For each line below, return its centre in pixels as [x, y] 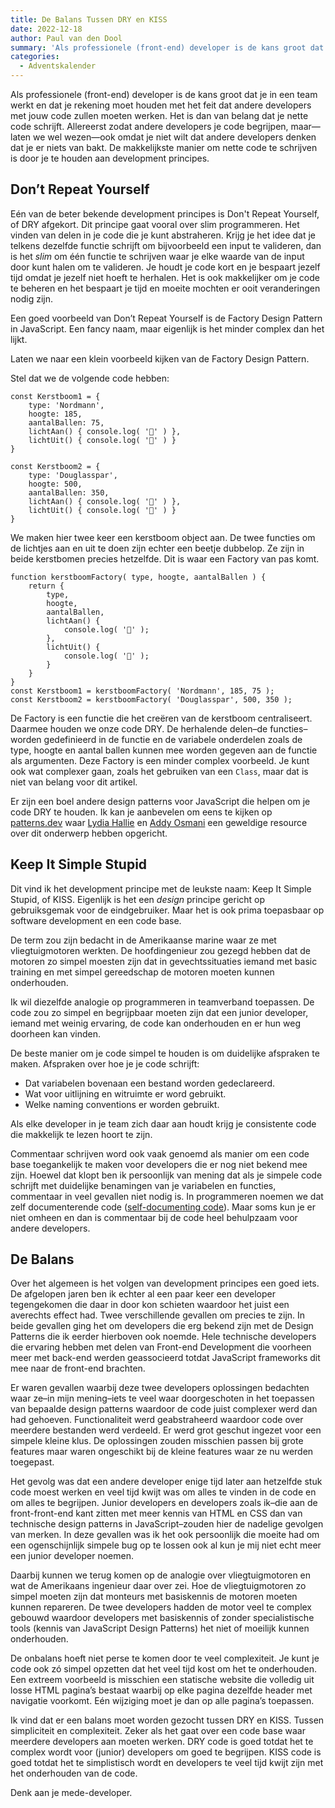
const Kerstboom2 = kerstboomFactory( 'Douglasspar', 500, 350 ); [151, 699]
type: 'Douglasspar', [73, 475]
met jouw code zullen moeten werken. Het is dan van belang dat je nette [159, 115]
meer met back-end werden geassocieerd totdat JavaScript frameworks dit [165, 1358]
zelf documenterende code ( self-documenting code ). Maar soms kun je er [163, 1207]
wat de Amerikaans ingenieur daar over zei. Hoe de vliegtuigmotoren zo [158, 1586]
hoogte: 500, [55, 484]
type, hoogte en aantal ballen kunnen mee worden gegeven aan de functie [164, 750]
